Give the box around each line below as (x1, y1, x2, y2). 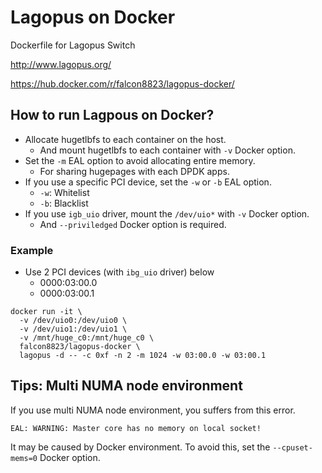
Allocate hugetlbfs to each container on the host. (24, 133, 227, 145)
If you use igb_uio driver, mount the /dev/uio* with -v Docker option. (24, 207, 310, 220)
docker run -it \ (10, 307, 83, 317)
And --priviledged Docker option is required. (39, 218, 227, 230)
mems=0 (10, 453, 38, 463)
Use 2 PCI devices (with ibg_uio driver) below (24, 266, 215, 278)
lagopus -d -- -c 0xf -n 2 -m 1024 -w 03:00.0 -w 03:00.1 (19, 351, 267, 361)
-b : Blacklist (39, 197, 89, 209)
